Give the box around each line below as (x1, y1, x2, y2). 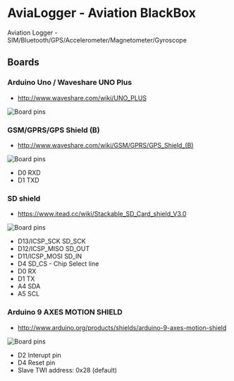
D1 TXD (17, 175, 40, 184)
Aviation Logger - (7, 28, 58, 37)
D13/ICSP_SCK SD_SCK (17, 237, 86, 245)
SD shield (7, 193, 41, 203)
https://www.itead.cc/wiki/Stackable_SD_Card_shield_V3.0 (17, 210, 187, 218)
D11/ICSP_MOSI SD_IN (17, 252, 82, 261)
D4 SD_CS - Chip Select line (17, 259, 99, 268)
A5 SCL (17, 290, 40, 298)
